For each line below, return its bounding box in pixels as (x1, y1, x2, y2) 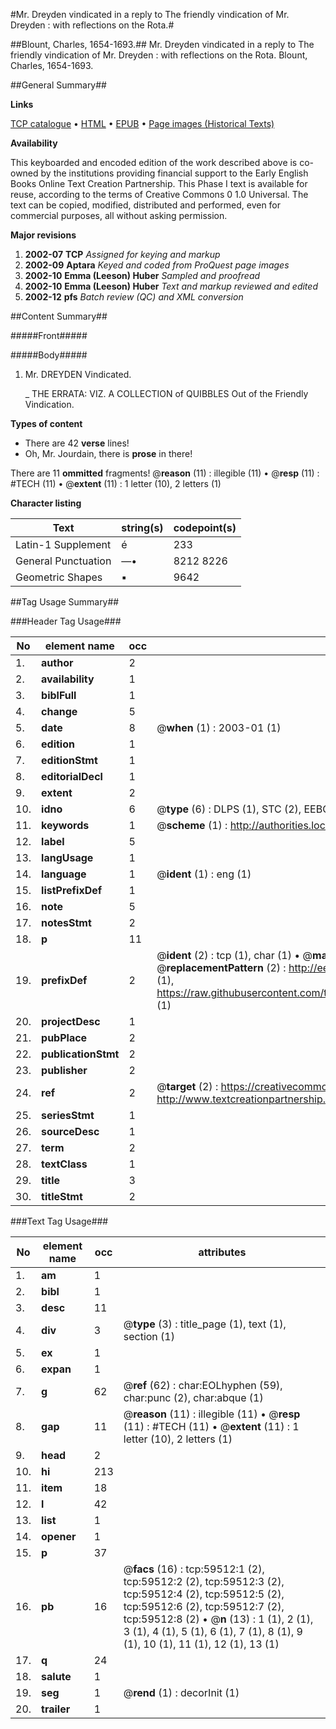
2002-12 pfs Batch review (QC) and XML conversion (24, 291, 244, 303)
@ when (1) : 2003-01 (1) (156, 721, 282, 734)
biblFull (41, 689, 77, 702)
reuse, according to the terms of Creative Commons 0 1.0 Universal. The (10, 189, 309, 200)
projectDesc (41, 1015, 101, 1028)
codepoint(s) (173, 521, 237, 534)
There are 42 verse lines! (24, 437, 130, 449)
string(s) (121, 521, 164, 534)
